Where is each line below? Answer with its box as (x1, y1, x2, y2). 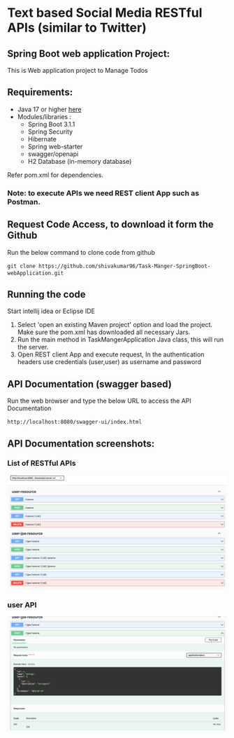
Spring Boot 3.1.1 (27, 120, 75, 128)
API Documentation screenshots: (7, 438, 155, 450)
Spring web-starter (27, 142, 83, 151)
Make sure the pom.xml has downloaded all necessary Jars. (17, 328, 191, 337)
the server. (17, 343, 49, 351)
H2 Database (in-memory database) (27, 157, 132, 165)
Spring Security (27, 127, 73, 136)
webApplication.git (7, 270, 64, 277)
